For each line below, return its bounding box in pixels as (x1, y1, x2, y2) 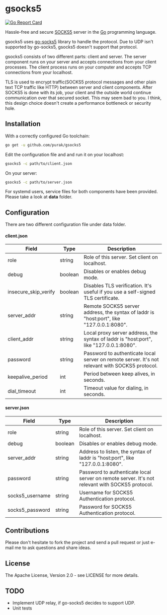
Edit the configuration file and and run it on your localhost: (5, 151, 124, 157)
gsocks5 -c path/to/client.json (5, 161, 72, 166)
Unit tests (12, 605, 32, 611)
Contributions (5, 526, 49, 535)
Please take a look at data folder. (5, 194, 73, 200)
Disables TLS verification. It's (83, 282, 152, 289)
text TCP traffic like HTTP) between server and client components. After (5, 84, 153, 90)
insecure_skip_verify (7, 288, 55, 295)
